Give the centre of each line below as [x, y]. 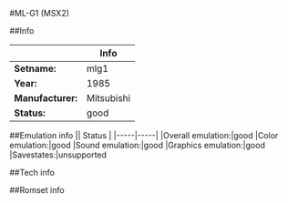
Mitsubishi [108, 98]
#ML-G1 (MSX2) [40, 13]
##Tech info [32, 173]
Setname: [35, 69]
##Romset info [37, 190]
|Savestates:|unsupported [58, 155]
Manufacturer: [46, 98]
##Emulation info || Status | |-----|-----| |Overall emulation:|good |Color [144, 135]
